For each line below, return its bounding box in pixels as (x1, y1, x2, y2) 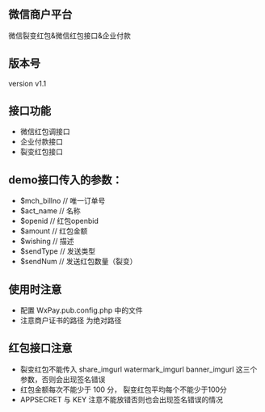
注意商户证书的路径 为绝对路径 (19, 316, 122, 326)
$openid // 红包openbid (19, 217, 99, 226)
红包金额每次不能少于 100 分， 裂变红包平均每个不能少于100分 (19, 385, 228, 394)
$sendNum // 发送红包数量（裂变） (19, 257, 137, 267)
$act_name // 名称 (19, 206, 81, 216)
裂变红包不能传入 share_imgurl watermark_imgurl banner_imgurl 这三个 (19, 364, 258, 374)
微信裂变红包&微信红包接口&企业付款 (8, 31, 132, 40)
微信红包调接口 (19, 127, 70, 137)
